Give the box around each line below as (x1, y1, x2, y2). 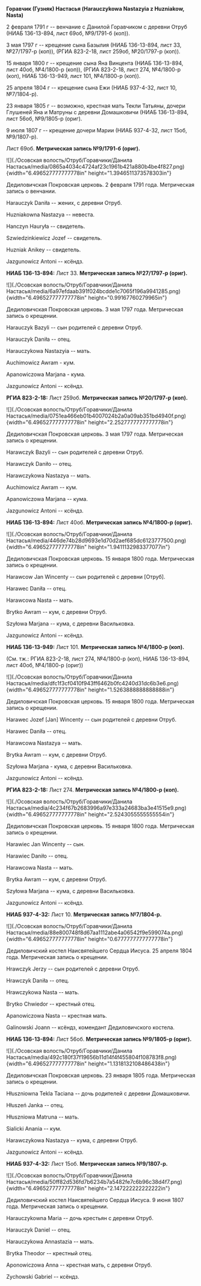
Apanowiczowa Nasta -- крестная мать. (6, 1012, 107, 1019)
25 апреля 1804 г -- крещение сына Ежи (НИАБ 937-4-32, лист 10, (6, 84, 178, 91)
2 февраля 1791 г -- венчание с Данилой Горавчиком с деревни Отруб (6, 24, 188, 30)
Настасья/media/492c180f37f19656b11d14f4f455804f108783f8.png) (6, 1054, 177, 1061)
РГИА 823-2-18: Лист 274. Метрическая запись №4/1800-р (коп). (6, 786, 179, 793)
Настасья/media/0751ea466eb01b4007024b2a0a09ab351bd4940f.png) (6, 412, 187, 419)
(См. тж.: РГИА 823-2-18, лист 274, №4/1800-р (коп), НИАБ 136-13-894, (6, 655, 190, 662)
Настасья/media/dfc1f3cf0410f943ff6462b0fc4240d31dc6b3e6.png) (6, 680, 179, 687)
